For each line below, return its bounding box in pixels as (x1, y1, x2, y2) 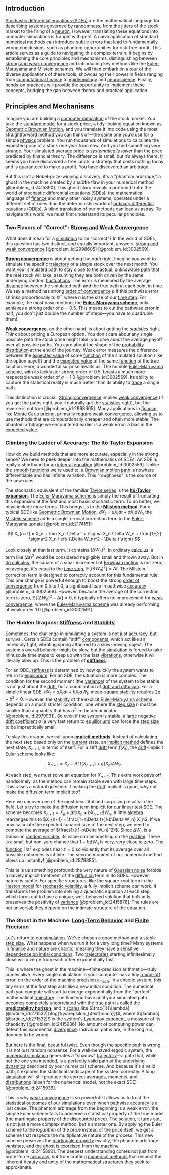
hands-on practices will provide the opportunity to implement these (5, 82, 145, 88)
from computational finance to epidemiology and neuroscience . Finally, (5, 76, 152, 82)
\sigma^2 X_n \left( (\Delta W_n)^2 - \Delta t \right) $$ (29, 536, 140, 542)
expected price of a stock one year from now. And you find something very (5, 142, 161, 148)
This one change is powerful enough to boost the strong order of (5, 577, 140, 583)
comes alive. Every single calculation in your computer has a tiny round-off (5, 971, 161, 977)
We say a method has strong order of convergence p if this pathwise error (5, 288, 159, 294)
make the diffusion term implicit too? (5, 789, 81, 795)
